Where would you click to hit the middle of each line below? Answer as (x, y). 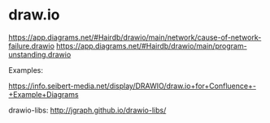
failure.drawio (32, 45)
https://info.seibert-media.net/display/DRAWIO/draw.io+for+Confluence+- (132, 86)
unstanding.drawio (40, 54)
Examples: (26, 70)
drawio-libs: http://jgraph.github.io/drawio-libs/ (87, 110)
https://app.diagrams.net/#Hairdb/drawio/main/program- (152, 45)
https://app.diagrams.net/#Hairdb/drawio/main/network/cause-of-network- (135, 37)
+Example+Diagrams (44, 94)
